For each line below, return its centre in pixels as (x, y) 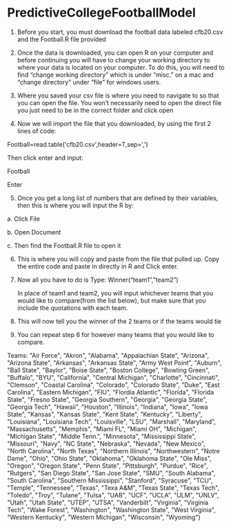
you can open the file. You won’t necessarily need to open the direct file (119, 102)
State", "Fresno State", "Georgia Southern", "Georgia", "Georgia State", (107, 399)
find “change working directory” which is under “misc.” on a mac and (115, 75)
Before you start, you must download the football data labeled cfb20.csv (120, 32)
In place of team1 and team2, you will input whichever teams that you (115, 293)
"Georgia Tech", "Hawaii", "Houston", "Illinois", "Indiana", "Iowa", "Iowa (108, 407)
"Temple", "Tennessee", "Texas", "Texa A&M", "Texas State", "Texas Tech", (113, 488)
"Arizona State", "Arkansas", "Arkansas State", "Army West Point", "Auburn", (114, 363)
